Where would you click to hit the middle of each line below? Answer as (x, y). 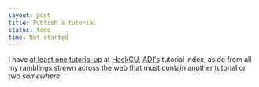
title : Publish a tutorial (52, 23)
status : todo (30, 30)
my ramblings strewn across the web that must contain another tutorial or (127, 68)
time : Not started (38, 37)
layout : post (30, 15)
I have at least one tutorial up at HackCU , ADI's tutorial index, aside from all (130, 60)
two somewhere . (35, 76)
